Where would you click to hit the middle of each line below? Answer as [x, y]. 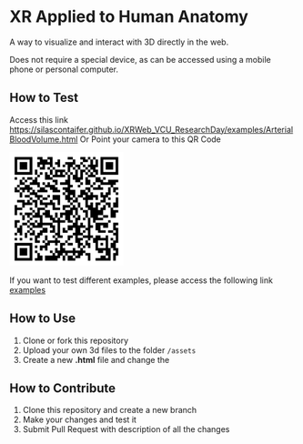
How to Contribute [63, 388]
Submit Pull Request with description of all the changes [126, 429]
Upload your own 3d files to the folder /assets [109, 350]
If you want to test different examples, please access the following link [141, 280]
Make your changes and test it [79, 419]
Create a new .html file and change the [96, 359]
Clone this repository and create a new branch [110, 410]
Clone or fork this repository [76, 340]
